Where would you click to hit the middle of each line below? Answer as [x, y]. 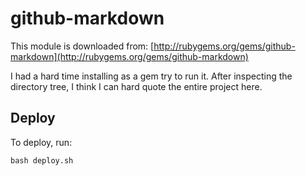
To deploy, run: [41, 142]
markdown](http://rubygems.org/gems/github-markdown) [129, 56]
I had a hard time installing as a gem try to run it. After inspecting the [151, 76]
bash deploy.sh [42, 160]
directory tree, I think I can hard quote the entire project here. [136, 86]
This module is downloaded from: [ [82, 46]
